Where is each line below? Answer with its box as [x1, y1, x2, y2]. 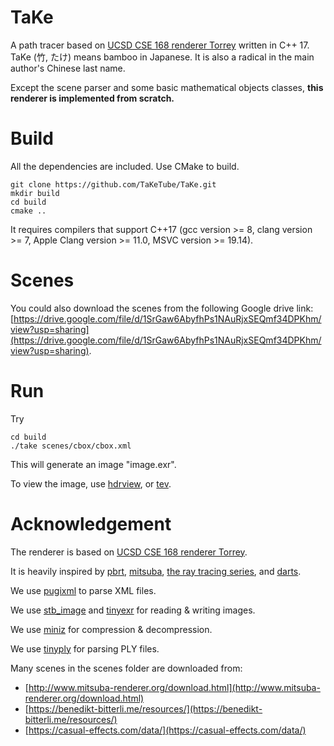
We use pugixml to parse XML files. [10, 584, 157, 596]
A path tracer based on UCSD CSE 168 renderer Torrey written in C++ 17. [10, 39, 310, 51]
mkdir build [10, 188, 60, 198]
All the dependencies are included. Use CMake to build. [10, 160, 240, 172]
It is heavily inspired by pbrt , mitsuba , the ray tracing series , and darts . [10, 565, 302, 577]
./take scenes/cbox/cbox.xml [10, 441, 132, 451]
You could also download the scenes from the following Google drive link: [10, 302, 314, 314]
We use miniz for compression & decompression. [10, 623, 213, 635]
